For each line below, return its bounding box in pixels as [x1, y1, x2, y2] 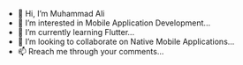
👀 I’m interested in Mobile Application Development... [17, 18, 210, 28]
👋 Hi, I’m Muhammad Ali [17, 9, 105, 18]
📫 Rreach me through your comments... [17, 47, 164, 56]
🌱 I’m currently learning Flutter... [17, 27, 135, 37]
